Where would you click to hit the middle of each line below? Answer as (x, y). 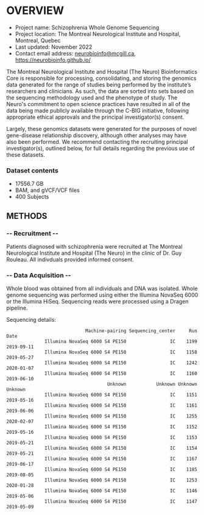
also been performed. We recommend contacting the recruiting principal (97, 141)
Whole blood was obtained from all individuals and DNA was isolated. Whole (102, 289)
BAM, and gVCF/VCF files (47, 190)
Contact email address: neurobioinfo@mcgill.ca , (75, 53)
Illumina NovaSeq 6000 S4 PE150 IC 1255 (121, 416)
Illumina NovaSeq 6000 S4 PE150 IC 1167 (121, 459)
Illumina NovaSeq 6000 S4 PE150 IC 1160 (121, 374)
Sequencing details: (31, 320)
